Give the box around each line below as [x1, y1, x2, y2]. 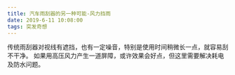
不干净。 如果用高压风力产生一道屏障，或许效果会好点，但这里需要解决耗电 [7, 51, 224, 60]
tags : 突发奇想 [7, 23, 48, 30]
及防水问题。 [7, 60, 44, 69]
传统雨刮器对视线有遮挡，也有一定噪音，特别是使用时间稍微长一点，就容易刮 [7, 43, 229, 51]
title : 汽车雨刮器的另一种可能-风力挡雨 [7, 10, 111, 17]
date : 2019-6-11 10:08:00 [7, 17, 83, 24]
